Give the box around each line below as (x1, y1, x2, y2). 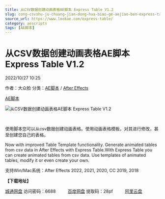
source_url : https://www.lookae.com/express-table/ (5, 16, 113, 21)
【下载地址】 (5, 178, 31, 184)
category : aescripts (5, 21, 48, 26)
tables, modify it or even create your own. (5, 157, 90, 163)
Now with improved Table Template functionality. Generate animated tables (5, 142, 157, 148)
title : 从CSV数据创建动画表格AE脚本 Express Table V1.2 (5, 7, 114, 12)
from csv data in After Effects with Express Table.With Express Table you (5, 147, 153, 153)
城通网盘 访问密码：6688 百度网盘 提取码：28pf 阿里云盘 (5, 188, 142, 194)
